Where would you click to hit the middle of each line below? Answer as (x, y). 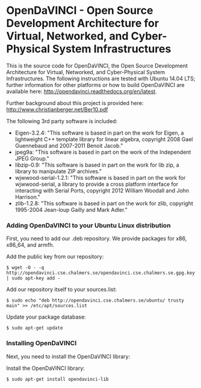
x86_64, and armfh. (30, 245)
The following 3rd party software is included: (62, 121)
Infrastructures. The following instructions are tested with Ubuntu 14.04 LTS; (101, 78)
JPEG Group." (32, 158)
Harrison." (27, 197)
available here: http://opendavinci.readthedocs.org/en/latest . (82, 91)
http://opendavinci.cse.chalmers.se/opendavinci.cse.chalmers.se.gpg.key (101, 273)
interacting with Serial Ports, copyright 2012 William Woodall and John (102, 190)
